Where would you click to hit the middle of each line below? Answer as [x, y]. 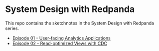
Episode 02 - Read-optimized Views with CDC [60, 43]
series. [12, 28]
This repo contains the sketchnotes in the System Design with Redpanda [80, 23]
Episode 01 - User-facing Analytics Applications [61, 38]
